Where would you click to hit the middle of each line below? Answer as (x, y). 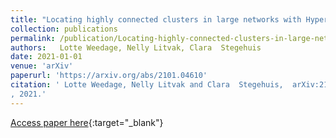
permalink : (33, 38)
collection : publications (64, 29)
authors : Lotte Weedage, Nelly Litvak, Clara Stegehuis (136, 47)
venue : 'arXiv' (42, 66)
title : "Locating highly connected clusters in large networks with (156, 19)
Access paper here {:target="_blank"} (87, 122)
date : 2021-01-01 (46, 57)
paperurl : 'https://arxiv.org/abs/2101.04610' (109, 76)
